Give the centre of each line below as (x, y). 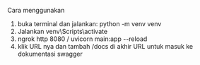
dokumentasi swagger (50, 54)
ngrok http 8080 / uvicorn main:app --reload (82, 39)
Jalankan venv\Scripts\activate (63, 31)
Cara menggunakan (36, 10)
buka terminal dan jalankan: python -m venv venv (89, 24)
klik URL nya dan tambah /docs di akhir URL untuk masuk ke (105, 46)
